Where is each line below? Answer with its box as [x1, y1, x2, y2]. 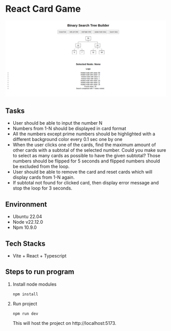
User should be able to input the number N [12, 120, 103, 126]
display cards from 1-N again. [12, 174, 75, 180]
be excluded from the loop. [12, 163, 70, 170]
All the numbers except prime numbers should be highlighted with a [12, 131, 156, 137]
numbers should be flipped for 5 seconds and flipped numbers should [12, 158, 160, 164]
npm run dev [12, 311, 38, 316]
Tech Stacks [5, 239, 46, 248]
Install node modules [12, 281, 57, 287]
